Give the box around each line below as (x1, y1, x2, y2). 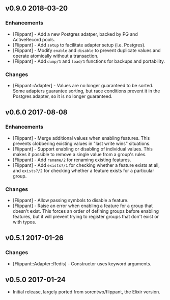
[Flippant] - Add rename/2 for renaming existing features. (12, 157, 131, 163)
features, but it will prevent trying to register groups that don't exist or (12, 213, 159, 219)
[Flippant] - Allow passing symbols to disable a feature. (12, 197, 129, 203)
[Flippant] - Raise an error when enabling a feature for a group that (12, 203, 153, 209)
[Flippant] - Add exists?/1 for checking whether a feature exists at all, (12, 162, 160, 168)
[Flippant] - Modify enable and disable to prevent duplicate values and (12, 47, 161, 53)
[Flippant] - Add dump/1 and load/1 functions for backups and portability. (12, 58, 165, 64)
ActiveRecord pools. (12, 36, 55, 42)
